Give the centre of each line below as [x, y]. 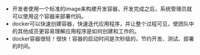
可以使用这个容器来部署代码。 [49, 16]
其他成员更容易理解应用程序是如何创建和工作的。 [78, 31]
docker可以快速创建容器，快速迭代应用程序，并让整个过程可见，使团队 [100, 24]
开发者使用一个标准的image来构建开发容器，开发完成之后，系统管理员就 [102, 9]
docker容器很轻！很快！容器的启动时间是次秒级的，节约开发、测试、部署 [103, 39]
